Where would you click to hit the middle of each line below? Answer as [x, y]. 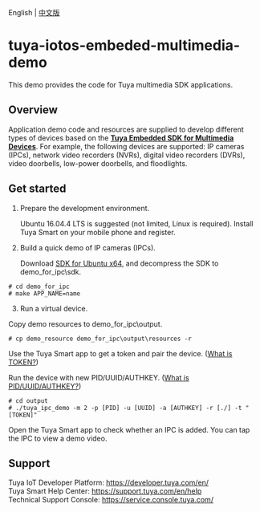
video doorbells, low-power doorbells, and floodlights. [98, 163]
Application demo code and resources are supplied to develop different [126, 129]
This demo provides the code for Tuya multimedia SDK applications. [121, 84]
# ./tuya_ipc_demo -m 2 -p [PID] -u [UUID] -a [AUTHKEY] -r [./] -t [125, 408]
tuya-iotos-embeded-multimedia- [124, 45]
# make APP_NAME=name [45, 293]
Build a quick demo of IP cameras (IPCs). [88, 247]
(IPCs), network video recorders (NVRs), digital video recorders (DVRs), [127, 155]
